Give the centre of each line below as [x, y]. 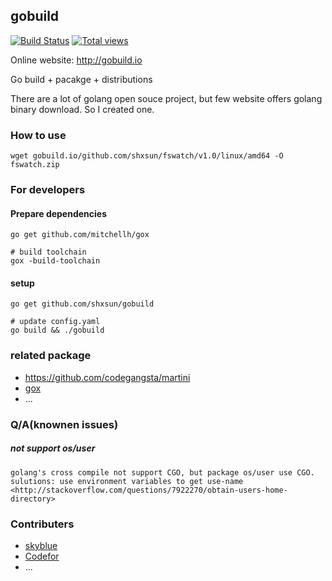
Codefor [42, 556]
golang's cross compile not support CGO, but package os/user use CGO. [162, 472]
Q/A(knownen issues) [64, 424]
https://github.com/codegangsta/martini [107, 377]
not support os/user [53, 448]
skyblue [41, 545]
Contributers [42, 524]
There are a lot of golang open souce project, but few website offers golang [166, 98]
